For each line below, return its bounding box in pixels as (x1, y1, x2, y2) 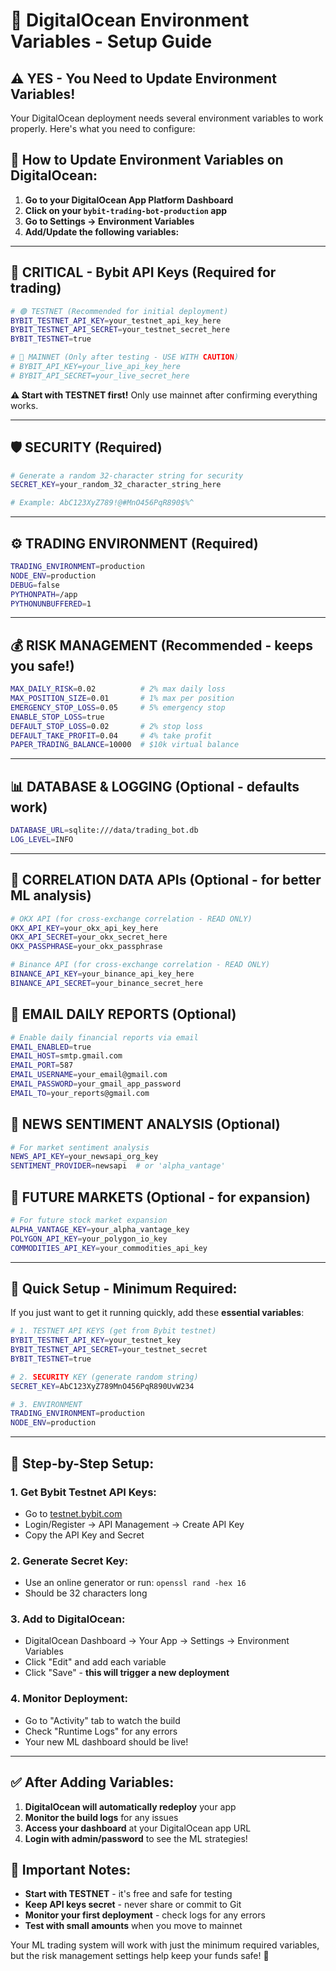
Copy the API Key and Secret (24, 1529, 145, 1541)
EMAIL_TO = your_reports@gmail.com (10, 1088, 150, 1098)
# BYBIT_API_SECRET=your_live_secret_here (10, 370, 190, 381)
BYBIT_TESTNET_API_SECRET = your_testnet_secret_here (10, 325, 230, 335)
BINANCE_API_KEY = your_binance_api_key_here (10, 969, 195, 979)
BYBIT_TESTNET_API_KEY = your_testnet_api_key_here (10, 315, 222, 326)
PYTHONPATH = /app (10, 589, 78, 599)
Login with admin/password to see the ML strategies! (24, 1832, 248, 1844)
